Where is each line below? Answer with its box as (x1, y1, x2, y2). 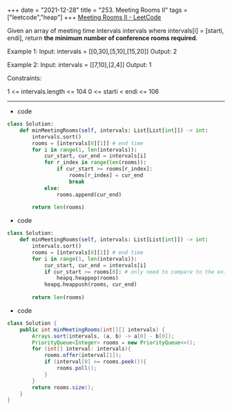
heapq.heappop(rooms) (56, 275, 119, 282)
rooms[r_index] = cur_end (68, 172, 144, 179)
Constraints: (7, 74, 42, 82)
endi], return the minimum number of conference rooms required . (7, 34, 198, 42)
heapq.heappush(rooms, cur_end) (43, 281, 137, 289)
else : (43, 184, 60, 192)
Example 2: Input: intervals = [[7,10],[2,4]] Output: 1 (7, 61, 152, 68)
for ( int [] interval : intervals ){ (32, 345, 131, 353)
